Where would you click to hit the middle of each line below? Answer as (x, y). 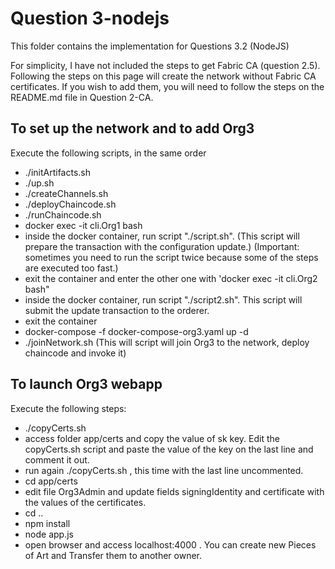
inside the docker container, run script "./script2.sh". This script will (163, 299)
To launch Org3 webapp (86, 384)
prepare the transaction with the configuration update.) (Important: (162, 246)
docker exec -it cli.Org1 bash (83, 225)
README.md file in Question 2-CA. (82, 97)
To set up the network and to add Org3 (132, 128)
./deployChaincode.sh (70, 204)
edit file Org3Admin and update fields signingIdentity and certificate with (174, 491)
